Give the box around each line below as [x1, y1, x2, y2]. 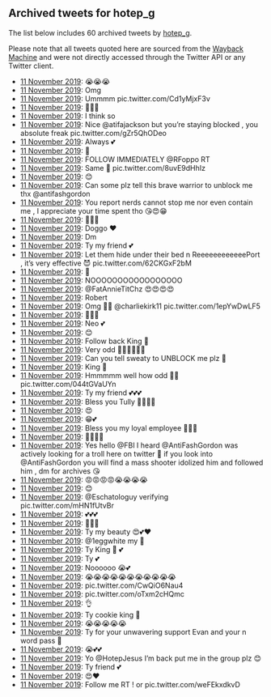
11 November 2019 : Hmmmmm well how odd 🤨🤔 [19, 370, 180, 380]
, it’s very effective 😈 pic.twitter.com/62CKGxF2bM [19, 258, 193, 268]
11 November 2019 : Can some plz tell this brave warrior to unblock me [19, 180, 253, 189]
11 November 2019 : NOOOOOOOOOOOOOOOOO [19, 275, 184, 285]
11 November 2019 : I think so [19, 111, 116, 121]
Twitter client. [8, 61, 54, 70]
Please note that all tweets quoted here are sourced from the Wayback [8, 44, 244, 53]
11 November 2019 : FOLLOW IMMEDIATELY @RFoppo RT [19, 154, 210, 164]
